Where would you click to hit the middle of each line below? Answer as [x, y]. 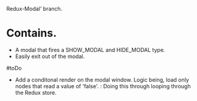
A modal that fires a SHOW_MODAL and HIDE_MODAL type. [90, 50]
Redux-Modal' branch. [34, 9]
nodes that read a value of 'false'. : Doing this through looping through [103, 86]
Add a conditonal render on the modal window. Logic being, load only [102, 80]
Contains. [32, 33]
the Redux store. [36, 93]
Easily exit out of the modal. [50, 56]
